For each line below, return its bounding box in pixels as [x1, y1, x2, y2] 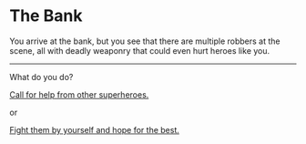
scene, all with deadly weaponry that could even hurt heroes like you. [9, 45, 270, 56]
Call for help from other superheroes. [9, 88, 149, 100]
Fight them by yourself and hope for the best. [9, 124, 180, 135]
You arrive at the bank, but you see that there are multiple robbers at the [9, 36, 280, 46]
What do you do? [9, 71, 74, 82]
